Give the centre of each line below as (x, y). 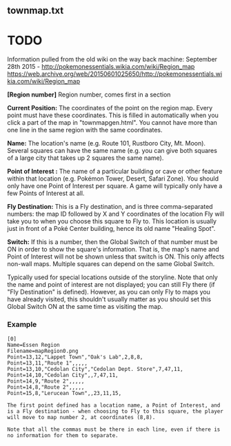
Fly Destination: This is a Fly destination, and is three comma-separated (110, 207)
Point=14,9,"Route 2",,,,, (46, 381)
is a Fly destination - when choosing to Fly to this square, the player (115, 411)
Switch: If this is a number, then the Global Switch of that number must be (112, 242)
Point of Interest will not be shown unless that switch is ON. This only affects (116, 256)
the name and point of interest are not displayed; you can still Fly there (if (111, 285)
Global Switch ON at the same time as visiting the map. (85, 307)
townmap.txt (36, 11)
